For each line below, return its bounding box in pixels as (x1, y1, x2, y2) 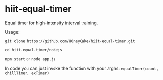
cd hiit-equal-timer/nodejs (5, 47, 63, 52)
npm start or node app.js (5, 55, 56, 62)
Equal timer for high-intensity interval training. (5, 20, 98, 26)
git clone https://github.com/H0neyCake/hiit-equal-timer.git (5, 38, 135, 44)
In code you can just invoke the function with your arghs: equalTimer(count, (5, 65, 159, 71)
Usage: (5, 29, 20, 35)
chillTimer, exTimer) (5, 70, 50, 76)
